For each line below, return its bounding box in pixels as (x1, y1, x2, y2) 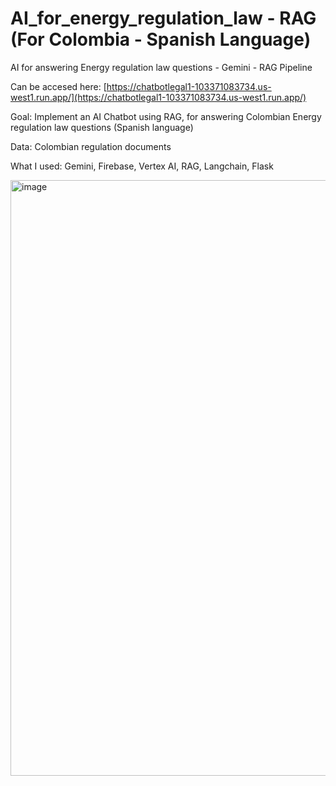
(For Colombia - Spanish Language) (10, 28, 312, 51)
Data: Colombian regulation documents (10, 140, 172, 152)
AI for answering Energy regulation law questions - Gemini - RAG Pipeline (10, 61, 313, 73)
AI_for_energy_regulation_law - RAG (10, 7, 317, 30)
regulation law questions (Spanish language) (10, 121, 194, 133)
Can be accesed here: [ (10, 80, 107, 92)
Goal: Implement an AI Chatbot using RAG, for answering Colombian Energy (10, 110, 322, 122)
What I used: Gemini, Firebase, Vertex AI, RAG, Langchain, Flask (10, 160, 274, 172)
